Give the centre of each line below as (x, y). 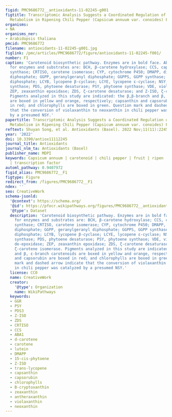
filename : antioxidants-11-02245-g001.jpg (51, 48)
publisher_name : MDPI (28, 154)
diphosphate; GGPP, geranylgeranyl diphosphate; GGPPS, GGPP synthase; (88, 77)
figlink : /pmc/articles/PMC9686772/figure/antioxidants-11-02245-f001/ (83, 53)
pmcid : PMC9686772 (25, 44)
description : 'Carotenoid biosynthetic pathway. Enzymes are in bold (85, 215)
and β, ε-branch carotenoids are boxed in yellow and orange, (82, 254)
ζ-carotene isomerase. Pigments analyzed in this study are (80, 249)
